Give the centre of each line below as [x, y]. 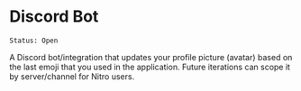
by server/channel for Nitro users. [72, 76]
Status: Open [34, 41]
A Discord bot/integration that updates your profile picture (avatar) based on [151, 57]
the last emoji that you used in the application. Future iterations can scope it [150, 67]
